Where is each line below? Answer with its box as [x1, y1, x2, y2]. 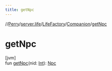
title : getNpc [5, 7, 35, 12]
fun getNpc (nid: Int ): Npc [5, 60, 56, 66]
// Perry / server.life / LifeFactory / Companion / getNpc [5, 21, 108, 27]
